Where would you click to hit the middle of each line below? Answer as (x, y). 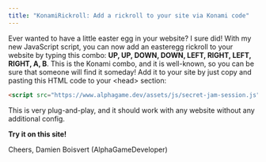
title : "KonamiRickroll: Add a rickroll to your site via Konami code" (129, 15)
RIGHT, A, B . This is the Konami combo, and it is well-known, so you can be (131, 64)
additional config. (37, 118)
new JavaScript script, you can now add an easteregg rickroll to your (121, 46)
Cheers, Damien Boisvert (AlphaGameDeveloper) (88, 149)
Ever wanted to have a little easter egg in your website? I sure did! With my (130, 38)
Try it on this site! (38, 134)
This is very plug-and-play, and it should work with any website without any (131, 110)
